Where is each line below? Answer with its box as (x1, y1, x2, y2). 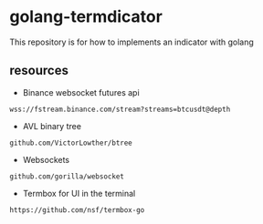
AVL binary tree (22, 120, 82, 131)
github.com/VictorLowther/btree (9, 138, 132, 148)
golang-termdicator (9, 6, 163, 27)
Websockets (22, 154, 70, 165)
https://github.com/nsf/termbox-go (9, 205, 145, 215)
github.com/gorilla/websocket (9, 171, 125, 181)
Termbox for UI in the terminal (22, 188, 136, 199)
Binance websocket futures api (22, 87, 140, 97)
